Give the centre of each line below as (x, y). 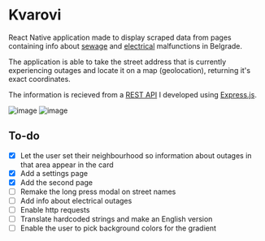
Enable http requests (55, 210)
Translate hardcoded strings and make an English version (116, 219)
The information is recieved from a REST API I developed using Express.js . (133, 94)
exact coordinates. (39, 79)
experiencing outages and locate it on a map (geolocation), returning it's (129, 70)
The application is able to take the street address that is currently (117, 62)
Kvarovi (35, 15)
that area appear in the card (67, 165)
